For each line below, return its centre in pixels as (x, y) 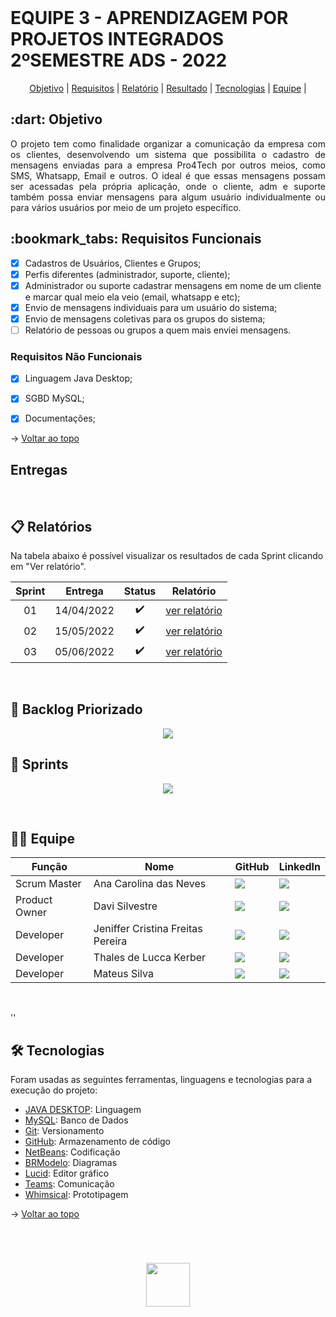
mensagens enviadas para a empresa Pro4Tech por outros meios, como (168, 165)
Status (140, 591)
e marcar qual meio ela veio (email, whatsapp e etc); (132, 297)
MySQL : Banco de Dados (76, 1120)
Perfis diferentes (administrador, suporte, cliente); (127, 274)
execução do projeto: (54, 1090)
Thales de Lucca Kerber (150, 958)
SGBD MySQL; (54, 398)
